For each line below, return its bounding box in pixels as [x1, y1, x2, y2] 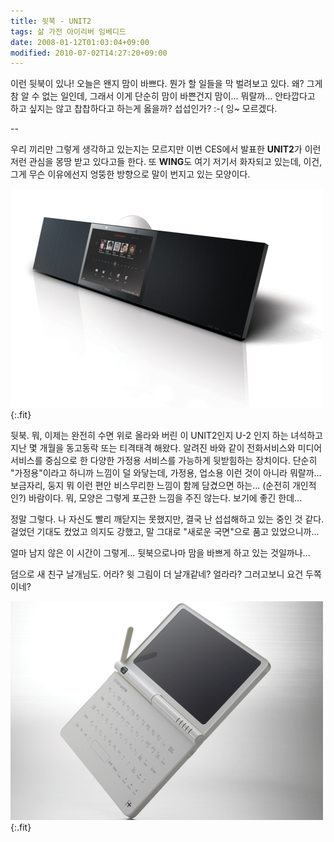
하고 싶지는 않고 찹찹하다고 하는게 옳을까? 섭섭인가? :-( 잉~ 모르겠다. [10, 103, 278, 115]
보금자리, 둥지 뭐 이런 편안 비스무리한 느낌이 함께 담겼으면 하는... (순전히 [10, 480, 291, 492]
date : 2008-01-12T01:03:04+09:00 [10, 37, 150, 47]
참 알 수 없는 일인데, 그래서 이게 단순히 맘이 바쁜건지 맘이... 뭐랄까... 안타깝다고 [10, 90, 316, 102]
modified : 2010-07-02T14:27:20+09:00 [10, 48, 168, 58]
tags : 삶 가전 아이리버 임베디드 [10, 26, 127, 37]
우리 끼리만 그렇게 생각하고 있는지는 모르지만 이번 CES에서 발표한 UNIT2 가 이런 [10, 143, 322, 155]
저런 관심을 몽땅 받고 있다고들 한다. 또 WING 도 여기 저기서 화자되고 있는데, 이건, [10, 156, 323, 168]
